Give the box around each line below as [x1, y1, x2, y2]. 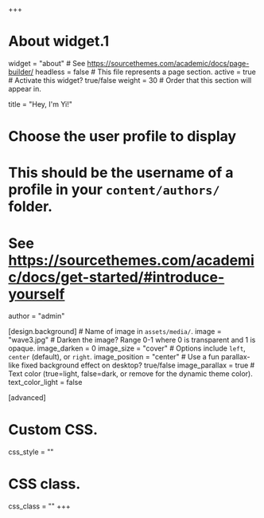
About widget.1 [8, 33, 110, 50]
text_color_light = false [8, 378, 83, 387]
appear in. [8, 84, 42, 93]
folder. [8, 198, 53, 216]
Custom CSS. [8, 421, 98, 439]
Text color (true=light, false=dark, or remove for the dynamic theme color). [8, 369, 253, 379]
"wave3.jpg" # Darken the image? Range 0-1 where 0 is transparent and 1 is [8, 336, 256, 345]
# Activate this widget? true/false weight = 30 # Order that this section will [8, 75, 252, 84]
